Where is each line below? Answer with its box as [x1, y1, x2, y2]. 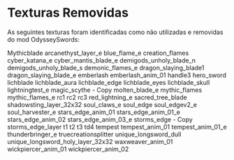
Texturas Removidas [7, 5, 129, 21]
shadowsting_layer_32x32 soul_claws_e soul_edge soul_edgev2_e [7, 100, 198, 109]
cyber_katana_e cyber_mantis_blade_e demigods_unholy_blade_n [7, 56, 196, 64]
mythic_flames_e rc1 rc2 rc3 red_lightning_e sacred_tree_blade [7, 93, 187, 102]
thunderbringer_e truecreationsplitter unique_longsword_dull [7, 130, 182, 138]
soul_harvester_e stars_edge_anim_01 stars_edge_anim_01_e [7, 108, 180, 116]
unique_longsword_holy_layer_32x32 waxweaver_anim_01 [7, 137, 173, 145]
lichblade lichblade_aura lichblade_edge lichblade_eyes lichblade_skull [7, 78, 210, 86]
